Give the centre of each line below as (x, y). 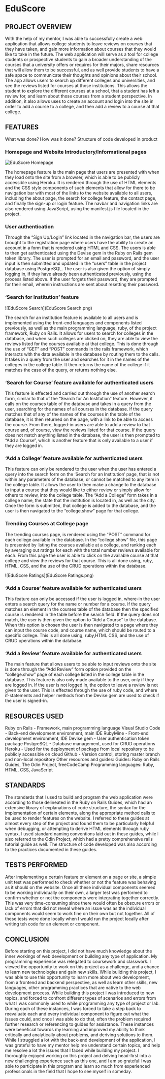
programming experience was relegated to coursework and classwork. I (78, 962)
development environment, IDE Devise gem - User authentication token (77, 738)
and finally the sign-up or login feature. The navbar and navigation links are (82, 204)
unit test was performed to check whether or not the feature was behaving (81, 882)
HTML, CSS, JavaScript (29, 770)
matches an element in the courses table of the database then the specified (82, 609)
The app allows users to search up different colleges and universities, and (80, 80)
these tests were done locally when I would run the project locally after (77, 919)
